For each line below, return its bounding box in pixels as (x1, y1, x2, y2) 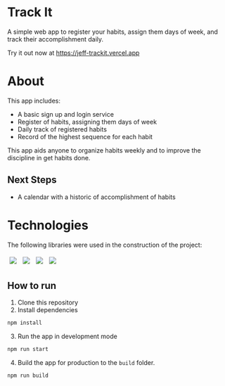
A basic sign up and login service (17, 110, 115, 118)
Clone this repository (17, 298, 79, 307)
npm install (7, 319, 42, 327)
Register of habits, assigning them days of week (17, 117, 157, 126)
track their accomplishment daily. (7, 34, 104, 43)
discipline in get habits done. (7, 153, 91, 162)
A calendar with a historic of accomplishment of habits (17, 193, 176, 201)
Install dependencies (17, 306, 79, 314)
